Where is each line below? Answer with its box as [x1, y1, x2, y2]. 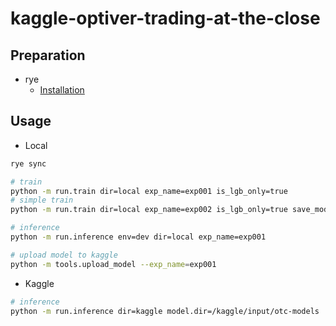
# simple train [10, 195, 74, 206]
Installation [39, 84, 85, 96]
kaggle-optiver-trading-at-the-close [10, 7, 321, 30]
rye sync [10, 158, 47, 169]
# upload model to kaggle [10, 250, 118, 260]
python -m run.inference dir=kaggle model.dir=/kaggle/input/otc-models [10, 306, 320, 316]
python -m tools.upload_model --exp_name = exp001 [10, 259, 217, 269]
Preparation [10, 47, 86, 64]
